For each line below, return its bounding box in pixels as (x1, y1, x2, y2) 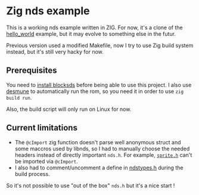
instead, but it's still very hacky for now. (6, 48, 104, 55)
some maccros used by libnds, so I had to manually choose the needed (14, 145, 190, 152)
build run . (6, 94, 32, 101)
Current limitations (6, 123, 77, 133)
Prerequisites (6, 66, 57, 76)
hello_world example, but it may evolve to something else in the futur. (6, 30, 176, 37)
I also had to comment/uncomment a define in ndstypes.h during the (14, 164, 184, 171)
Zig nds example (6, 4, 90, 18)
